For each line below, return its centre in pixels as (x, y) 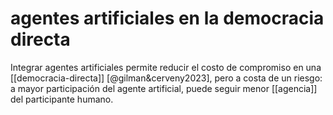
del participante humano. (62, 99)
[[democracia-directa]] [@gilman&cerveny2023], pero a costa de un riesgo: (166, 78)
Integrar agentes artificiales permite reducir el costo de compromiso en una (166, 67)
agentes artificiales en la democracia (167, 18)
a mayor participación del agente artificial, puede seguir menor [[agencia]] (164, 88)
